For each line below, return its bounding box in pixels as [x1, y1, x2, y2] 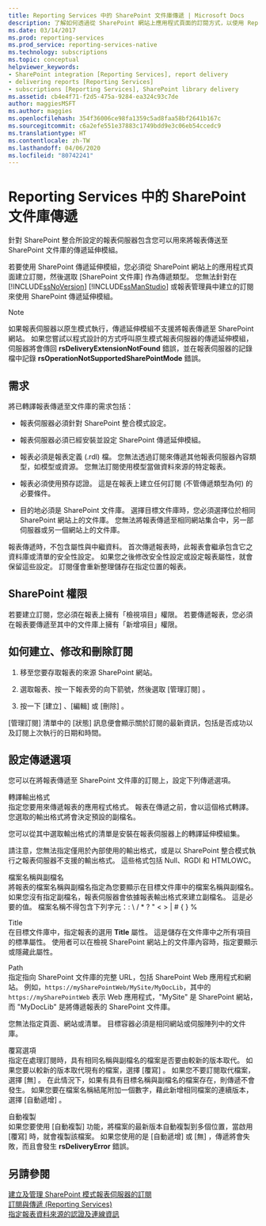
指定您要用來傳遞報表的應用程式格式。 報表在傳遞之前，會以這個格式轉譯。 [8, 803, 253, 812]
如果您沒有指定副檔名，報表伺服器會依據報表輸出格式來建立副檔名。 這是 [8, 892, 246, 902]
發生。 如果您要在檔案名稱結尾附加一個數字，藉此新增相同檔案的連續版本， [8, 1085, 253, 1095]
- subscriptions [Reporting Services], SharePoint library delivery [8, 85, 239, 93]
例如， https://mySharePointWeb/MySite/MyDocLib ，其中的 [23, 982, 211, 992]
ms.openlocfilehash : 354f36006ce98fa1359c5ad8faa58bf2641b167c [8, 115, 222, 123]
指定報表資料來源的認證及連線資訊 [8, 1209, 120, 1219]
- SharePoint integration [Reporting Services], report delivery [8, 70, 228, 78]
